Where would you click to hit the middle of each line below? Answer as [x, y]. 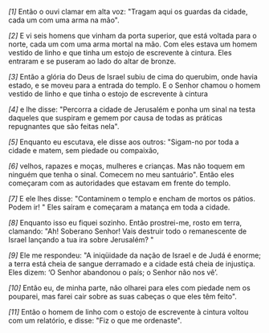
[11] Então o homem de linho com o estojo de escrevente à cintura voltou [128, 312]
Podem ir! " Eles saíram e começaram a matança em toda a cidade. [119, 207]
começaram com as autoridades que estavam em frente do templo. [120, 183]
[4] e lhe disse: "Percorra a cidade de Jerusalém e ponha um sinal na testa [132, 109]
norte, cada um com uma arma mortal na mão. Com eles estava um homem [133, 44]
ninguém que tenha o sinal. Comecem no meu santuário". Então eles [121, 175]
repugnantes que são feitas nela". [64, 126]
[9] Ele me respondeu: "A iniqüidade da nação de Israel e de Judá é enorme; [135, 255]
